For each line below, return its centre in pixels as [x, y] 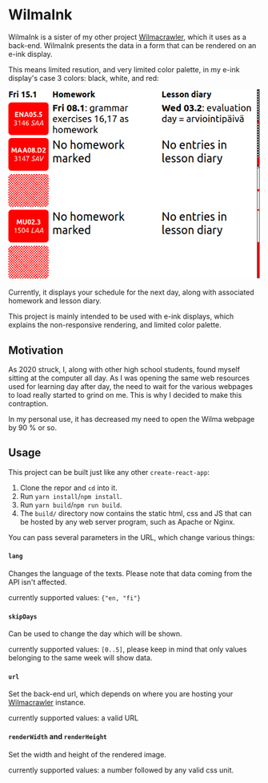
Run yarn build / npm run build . [71, 505]
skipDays [23, 617]
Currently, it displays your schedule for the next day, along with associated [131, 292]
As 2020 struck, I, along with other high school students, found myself [124, 369]
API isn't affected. [38, 582]
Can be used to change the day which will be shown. [95, 634]
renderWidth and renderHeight [58, 736]
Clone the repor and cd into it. [68, 488]
